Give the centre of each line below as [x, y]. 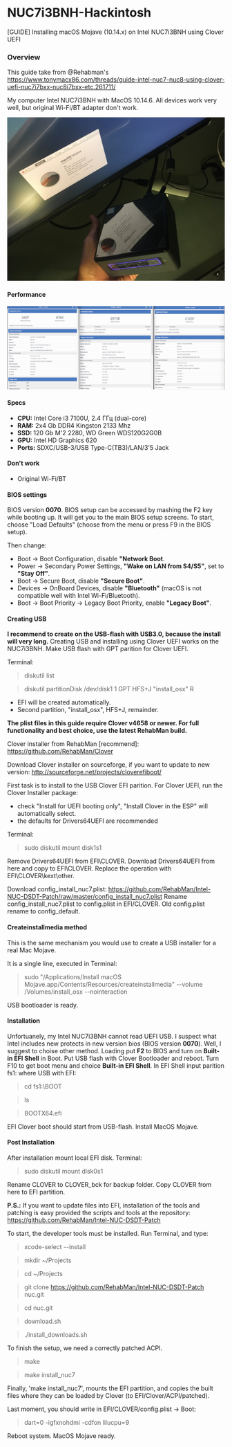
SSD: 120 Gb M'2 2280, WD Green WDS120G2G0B [89, 433]
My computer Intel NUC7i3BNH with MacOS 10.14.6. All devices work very [112, 100]
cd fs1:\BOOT [43, 1086]
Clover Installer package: [42, 793]
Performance [27, 294]
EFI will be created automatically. [64, 702]
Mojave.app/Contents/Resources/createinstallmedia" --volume [113, 984]
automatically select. [47, 814]
